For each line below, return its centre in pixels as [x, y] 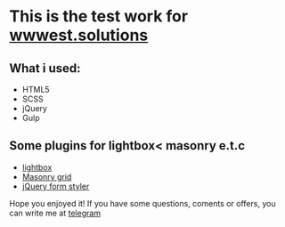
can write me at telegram [55, 213]
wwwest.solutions [79, 35]
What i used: [45, 68]
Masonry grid [47, 176]
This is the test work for [99, 16]
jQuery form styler [56, 186]
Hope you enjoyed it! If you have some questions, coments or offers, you [142, 203]
